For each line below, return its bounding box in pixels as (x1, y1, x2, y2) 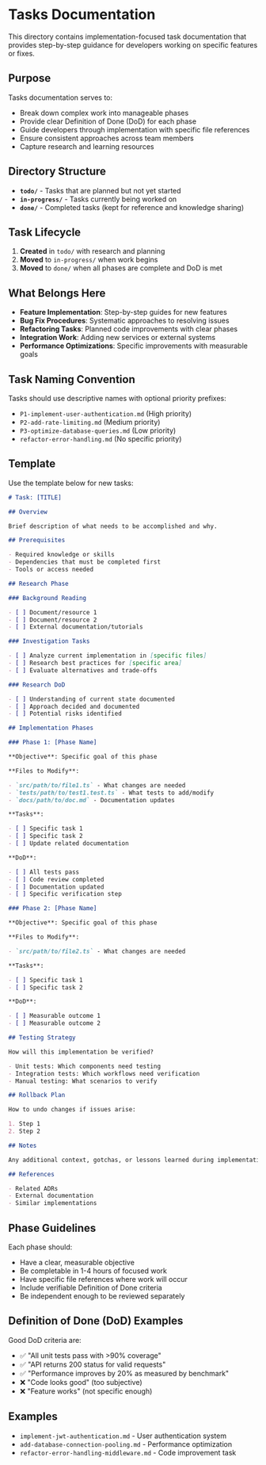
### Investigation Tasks (8, 637, 90, 645)
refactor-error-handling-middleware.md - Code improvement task (19, 1448, 237, 1457)
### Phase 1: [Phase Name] (8, 739, 97, 747)
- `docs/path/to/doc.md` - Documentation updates (8, 796, 176, 804)
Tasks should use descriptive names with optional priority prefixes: (8, 394, 227, 403)
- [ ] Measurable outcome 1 (8, 1012, 101, 1020)
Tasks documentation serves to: (8, 93, 113, 102)
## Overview (8, 507, 47, 516)
